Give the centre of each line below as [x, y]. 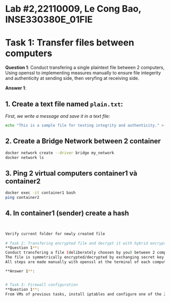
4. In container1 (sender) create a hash [67, 213]
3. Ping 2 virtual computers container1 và [71, 173]
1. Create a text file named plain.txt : [64, 104]
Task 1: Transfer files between [70, 43]
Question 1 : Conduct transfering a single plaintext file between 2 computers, [85, 68]
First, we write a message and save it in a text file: [58, 116]
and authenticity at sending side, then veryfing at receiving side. [72, 78]
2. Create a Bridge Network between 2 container [83, 141]
